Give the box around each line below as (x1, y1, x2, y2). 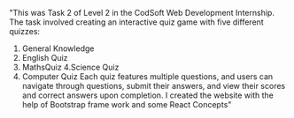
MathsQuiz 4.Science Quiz (21, 62, 120, 72)
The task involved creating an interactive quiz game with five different (9, 17, 264, 27)
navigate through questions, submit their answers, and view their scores (21, 81, 286, 91)
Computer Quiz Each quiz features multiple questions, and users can (21, 71, 274, 82)
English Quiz (21, 53, 68, 63)
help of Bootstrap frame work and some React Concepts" (21, 100, 232, 109)
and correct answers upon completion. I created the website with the (21, 90, 275, 100)
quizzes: (9, 26, 41, 36)
